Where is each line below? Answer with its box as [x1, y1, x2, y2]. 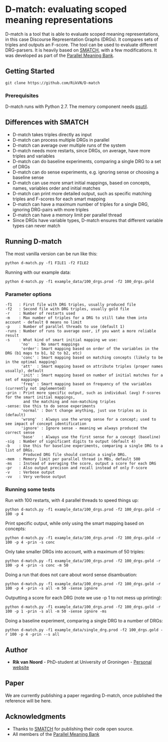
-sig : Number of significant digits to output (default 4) [5, 439, 136, 444]
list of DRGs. [5, 447, 35, 452]
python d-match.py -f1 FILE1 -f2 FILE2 [5, 260, 89, 265]
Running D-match [5, 237, 62, 246]
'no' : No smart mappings [21, 341, 80, 347]
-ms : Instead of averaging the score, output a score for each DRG [5, 461, 156, 466]
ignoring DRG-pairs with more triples [12, 206, 89, 212]
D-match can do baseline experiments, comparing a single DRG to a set [12, 158, 161, 164]
